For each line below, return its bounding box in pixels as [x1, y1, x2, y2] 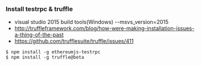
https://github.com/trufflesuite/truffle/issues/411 [14, 38, 134, 45]
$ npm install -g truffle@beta [5, 55, 85, 61]
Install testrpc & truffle [5, 5, 73, 13]
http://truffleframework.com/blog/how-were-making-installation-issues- [14, 25, 194, 32]
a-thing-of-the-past [14, 31, 64, 38]
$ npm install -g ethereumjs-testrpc [5, 49, 101, 55]
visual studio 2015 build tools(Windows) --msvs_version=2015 [14, 19, 169, 26]
